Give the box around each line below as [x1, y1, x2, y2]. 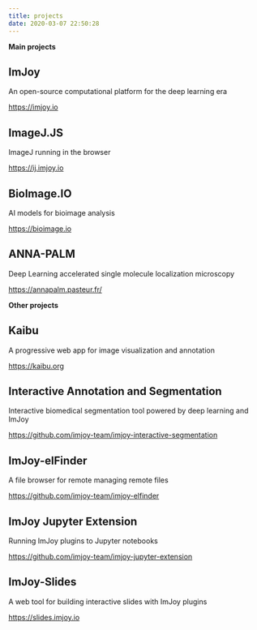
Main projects [8, 41, 57, 51]
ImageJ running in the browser [8, 148, 111, 157]
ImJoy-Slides [8, 575, 77, 589]
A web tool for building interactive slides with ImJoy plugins [8, 597, 208, 606]
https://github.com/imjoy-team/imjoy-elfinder [8, 491, 160, 501]
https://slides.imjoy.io [8, 612, 80, 622]
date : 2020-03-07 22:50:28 [8, 19, 100, 28]
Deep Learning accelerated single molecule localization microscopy [8, 268, 235, 278]
